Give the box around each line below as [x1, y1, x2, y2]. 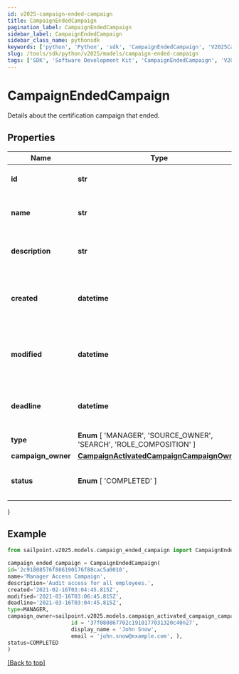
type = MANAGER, [7, 606, 50, 613]
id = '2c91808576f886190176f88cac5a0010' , [7, 566, 129, 574]
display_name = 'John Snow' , [70, 626, 158, 633]
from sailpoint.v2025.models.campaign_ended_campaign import [7, 546, 193, 554]
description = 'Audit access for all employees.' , [7, 579, 154, 586]
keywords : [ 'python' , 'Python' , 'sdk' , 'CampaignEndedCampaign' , [7, 43, 206, 51]
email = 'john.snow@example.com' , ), [70, 632, 183, 640]
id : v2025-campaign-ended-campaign [7, 10, 113, 18]
